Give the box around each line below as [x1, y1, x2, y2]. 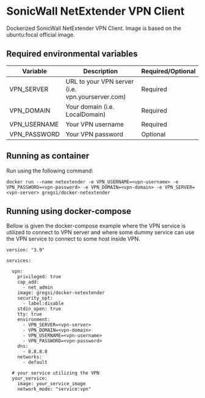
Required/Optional [141, 67, 196, 75]
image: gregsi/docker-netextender [17, 290, 105, 296]
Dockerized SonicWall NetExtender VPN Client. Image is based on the [6, 24, 182, 32]
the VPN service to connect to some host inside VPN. [6, 235, 140, 243]
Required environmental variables [6, 49, 138, 59]
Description [83, 67, 118, 75]
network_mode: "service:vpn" [17, 386, 92, 392]
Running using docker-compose [6, 206, 131, 216]
